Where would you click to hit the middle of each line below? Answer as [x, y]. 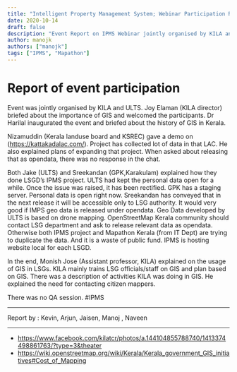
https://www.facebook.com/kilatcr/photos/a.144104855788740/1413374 [122, 338]
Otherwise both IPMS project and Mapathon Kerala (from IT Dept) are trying [117, 232]
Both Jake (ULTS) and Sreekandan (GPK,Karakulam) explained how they [112, 172]
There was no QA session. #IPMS [56, 297]
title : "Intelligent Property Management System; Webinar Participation [116, 14]
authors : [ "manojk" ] [38, 47]
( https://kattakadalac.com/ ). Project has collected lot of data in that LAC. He [117, 144]
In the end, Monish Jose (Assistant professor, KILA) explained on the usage [117, 261]
